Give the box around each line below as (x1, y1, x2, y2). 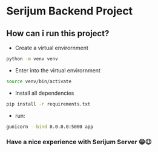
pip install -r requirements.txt (6, 101, 91, 107)
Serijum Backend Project (6, 4, 133, 18)
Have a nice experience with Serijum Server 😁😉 (6, 138, 152, 146)
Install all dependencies (15, 89, 74, 97)
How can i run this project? (6, 28, 110, 39)
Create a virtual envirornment (15, 44, 89, 51)
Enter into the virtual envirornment (15, 66, 101, 74)
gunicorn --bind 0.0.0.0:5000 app (6, 124, 94, 130)
